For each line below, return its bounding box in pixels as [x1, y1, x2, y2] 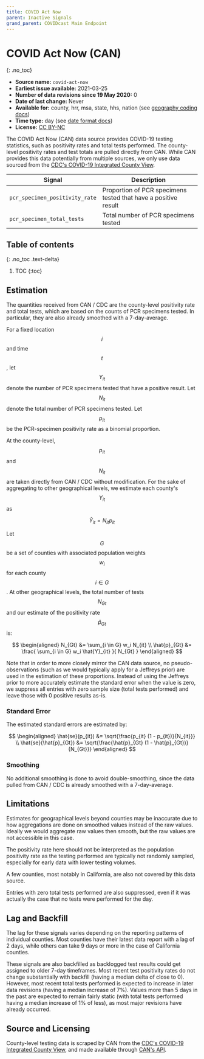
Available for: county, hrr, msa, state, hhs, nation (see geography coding [15, 104, 197, 111]
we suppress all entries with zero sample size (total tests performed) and [6, 685, 189, 693]
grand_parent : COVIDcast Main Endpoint [6, 20, 107, 26]
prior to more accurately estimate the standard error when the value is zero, [6, 679, 196, 686]
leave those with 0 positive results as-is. [6, 691, 107, 699]
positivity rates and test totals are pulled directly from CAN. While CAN [19, 149, 196, 156]
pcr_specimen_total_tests [9, 215, 84, 223]
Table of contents [6, 239, 74, 250]
